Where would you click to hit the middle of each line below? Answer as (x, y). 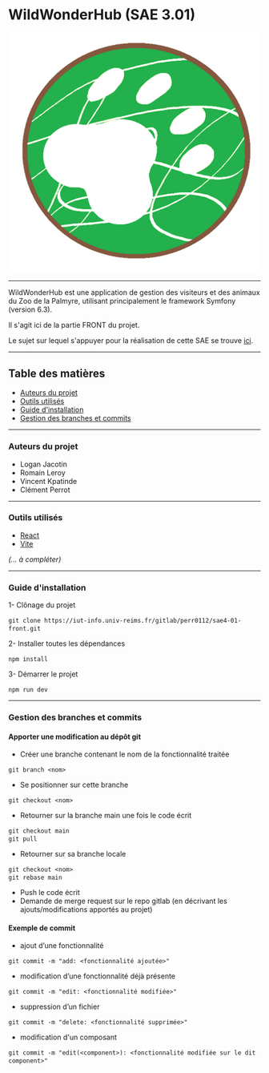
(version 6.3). (30, 309)
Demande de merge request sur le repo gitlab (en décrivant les (124, 901)
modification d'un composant (68, 1037)
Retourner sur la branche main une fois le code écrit (106, 816)
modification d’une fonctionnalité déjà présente (98, 976)
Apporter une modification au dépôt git (75, 736)
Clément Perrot (45, 490)
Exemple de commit (42, 928)
